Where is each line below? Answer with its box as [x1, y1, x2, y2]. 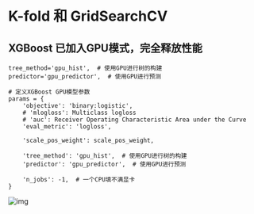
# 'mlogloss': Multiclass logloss [22, 109, 137, 117]
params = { [8, 95, 44, 103]
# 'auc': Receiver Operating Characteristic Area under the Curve [22, 116, 247, 124]
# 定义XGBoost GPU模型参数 [8, 88, 90, 96]
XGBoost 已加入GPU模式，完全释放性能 [8, 41, 202, 55]
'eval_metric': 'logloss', [22, 123, 112, 131]
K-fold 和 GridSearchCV [8, 7, 168, 25]
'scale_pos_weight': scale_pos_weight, [22, 136, 155, 144]
